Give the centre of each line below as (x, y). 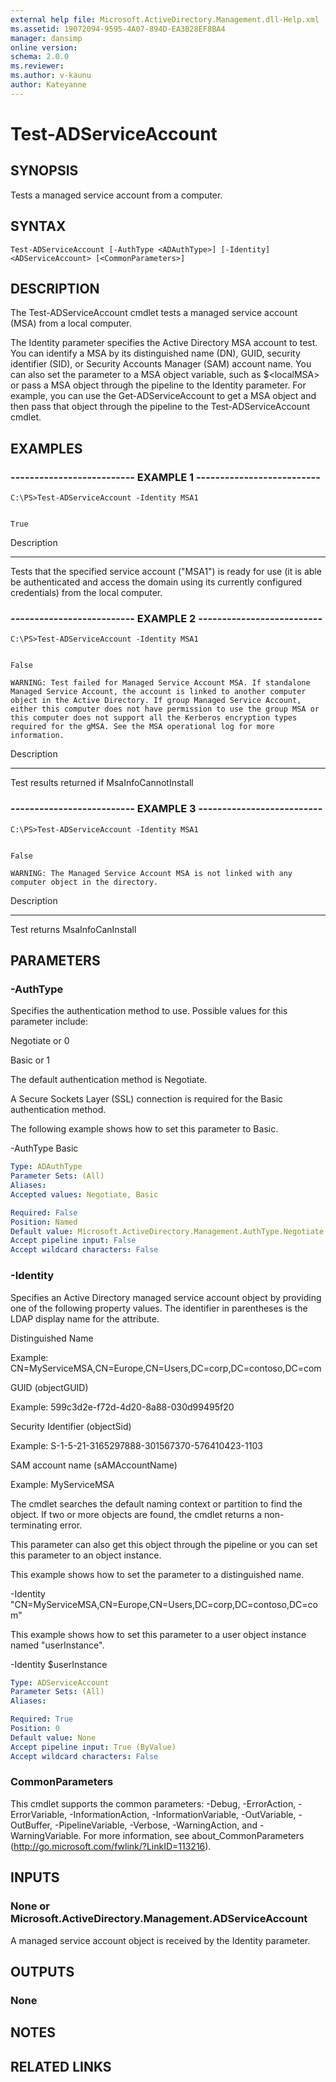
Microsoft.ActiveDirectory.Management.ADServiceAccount (159, 1919)
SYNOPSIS (44, 171)
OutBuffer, (31, 1825)
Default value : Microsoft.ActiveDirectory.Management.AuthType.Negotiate (167, 1231)
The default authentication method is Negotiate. (109, 1080)
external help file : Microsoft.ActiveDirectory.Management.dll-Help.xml (165, 19)
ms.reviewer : (37, 66)
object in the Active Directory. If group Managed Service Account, (156, 701)
